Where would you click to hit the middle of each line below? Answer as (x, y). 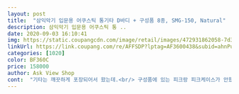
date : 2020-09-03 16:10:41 (47, 34)
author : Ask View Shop (41, 73)
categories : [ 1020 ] (36, 54)
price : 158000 (28, 66)
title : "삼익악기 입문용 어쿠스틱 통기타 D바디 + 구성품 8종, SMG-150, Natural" (117, 20)
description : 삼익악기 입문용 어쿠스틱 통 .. (67, 27)
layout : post (27, 14)
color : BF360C (28, 60)
